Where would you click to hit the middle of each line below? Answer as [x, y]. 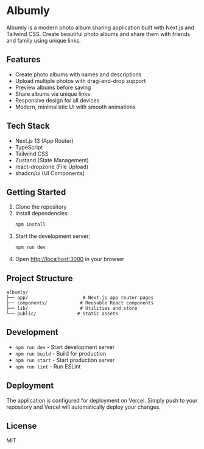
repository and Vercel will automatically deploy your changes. [84, 407]
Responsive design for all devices [57, 100]
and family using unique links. [44, 40]
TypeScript [29, 147]
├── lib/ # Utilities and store [72, 308]
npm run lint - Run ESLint [48, 366]
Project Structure [40, 278]
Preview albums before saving [53, 87]
